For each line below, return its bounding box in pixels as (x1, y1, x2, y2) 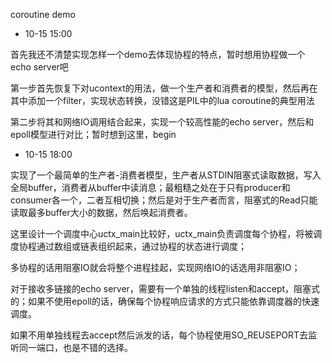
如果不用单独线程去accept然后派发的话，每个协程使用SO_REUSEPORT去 (10, 329, 309, 341)
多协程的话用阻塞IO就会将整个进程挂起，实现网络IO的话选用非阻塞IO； (10, 262, 301, 273)
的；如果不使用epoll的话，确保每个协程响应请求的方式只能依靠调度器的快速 (10, 295, 320, 307)
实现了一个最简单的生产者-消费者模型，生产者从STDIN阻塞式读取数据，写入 (10, 169, 322, 181)
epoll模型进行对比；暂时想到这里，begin (10, 129, 177, 140)
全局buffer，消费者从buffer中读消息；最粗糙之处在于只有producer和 (10, 182, 291, 193)
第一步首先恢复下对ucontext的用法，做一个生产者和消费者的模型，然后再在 (10, 82, 318, 94)
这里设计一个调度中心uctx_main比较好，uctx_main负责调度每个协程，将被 (10, 228, 314, 239)
